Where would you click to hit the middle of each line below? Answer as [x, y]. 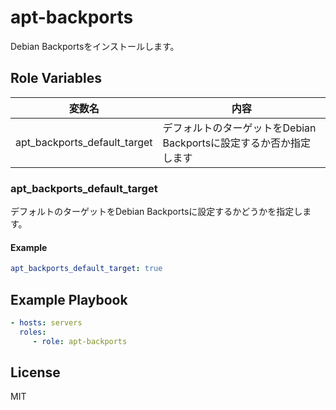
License [35, 372]
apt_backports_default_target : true [86, 269]
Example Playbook [69, 299]
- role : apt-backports [80, 341]
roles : [33, 332]
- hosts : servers [46, 322]
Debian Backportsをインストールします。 [95, 46]
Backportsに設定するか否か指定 [237, 143]
